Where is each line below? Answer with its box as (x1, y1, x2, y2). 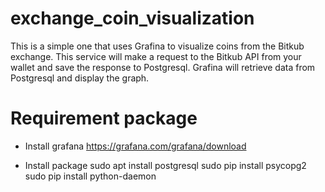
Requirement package (10, 107, 198, 130)
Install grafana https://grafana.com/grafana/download (24, 140, 247, 152)
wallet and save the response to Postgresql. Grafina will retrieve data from (10, 61, 316, 73)
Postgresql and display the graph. (10, 72, 150, 84)
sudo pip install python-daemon (24, 170, 157, 182)
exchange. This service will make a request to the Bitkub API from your (10, 50, 302, 62)
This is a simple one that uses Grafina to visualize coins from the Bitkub (10, 40, 305, 52)
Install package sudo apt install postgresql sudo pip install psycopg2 (24, 159, 307, 171)
